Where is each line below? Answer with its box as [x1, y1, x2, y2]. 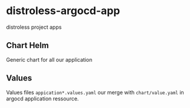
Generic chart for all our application [6, 56, 93, 63]
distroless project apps [6, 23, 62, 31]
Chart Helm [6, 41, 49, 50]
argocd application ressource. [6, 95, 79, 102]
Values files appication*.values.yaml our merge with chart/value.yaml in [6, 89, 184, 96]
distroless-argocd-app [6, 4, 120, 18]
